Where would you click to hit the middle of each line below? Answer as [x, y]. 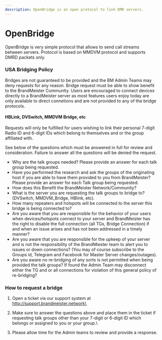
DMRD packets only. [25, 57]
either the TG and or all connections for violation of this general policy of [84, 270]
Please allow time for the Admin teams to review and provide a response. [85, 333]
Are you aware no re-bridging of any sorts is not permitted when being [82, 260]
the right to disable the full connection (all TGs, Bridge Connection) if [81, 224]
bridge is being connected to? [42, 208]
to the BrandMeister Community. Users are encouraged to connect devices [80, 91]
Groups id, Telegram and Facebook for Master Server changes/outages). [84, 255]
